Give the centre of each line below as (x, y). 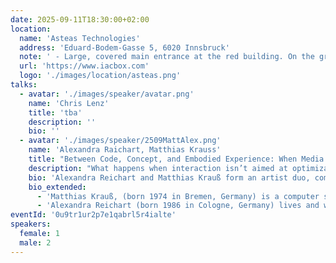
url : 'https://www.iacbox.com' (84, 66)
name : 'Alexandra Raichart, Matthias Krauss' (125, 150)
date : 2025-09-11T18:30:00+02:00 (80, 19)
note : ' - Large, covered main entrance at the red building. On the (167, 57)
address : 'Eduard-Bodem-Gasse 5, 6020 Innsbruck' (124, 47)
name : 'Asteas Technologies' (80, 38)
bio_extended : (57, 187)
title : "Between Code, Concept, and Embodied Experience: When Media (176, 159)
